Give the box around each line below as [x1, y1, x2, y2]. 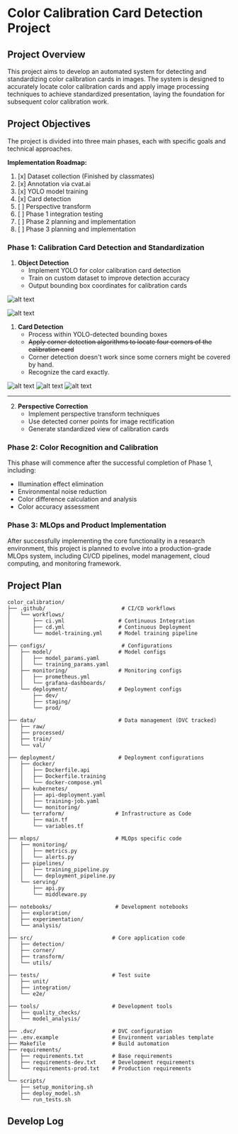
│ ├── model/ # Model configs [7, 648, 166, 655]
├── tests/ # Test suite [7, 971, 151, 978]
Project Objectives [7, 118, 91, 130]
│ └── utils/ [7, 959, 52, 966]
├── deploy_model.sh [20, 1089, 81, 1097]
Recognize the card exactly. [28, 368, 110, 377]
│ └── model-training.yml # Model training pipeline [7, 630, 198, 637]
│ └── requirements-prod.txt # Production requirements [7, 1064, 192, 1072]
